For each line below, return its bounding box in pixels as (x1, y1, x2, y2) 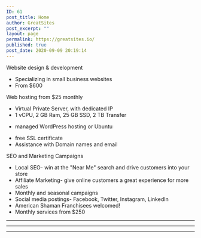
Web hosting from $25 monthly (6, 93, 83, 100)
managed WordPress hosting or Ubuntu (14, 123, 113, 130)
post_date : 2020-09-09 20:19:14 (6, 48, 87, 54)
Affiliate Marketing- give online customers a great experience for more (14, 177, 189, 184)
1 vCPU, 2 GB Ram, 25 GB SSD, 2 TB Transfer (14, 111, 127, 118)
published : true (6, 42, 47, 48)
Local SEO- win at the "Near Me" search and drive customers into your (14, 163, 190, 171)
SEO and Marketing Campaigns (6, 152, 84, 159)
